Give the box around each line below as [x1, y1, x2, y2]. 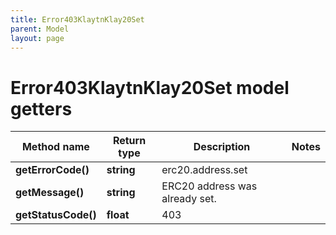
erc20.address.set [161, 163, 248, 177]
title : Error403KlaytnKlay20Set [10, 14, 145, 25]
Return [112, 134, 147, 148]
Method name [21, 140, 90, 154]
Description [193, 140, 251, 154]
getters [10, 97, 73, 120]
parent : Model [10, 24, 70, 34]
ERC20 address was [161, 179, 258, 193]
